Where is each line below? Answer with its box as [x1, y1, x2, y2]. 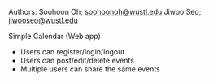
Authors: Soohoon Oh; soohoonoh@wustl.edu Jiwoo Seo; [8, 7, 202, 16]
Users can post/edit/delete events [20, 56, 134, 65]
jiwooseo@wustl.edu [8, 15, 79, 25]
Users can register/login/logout [20, 47, 125, 56]
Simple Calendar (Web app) [8, 32, 102, 41]
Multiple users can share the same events [20, 64, 160, 74]
